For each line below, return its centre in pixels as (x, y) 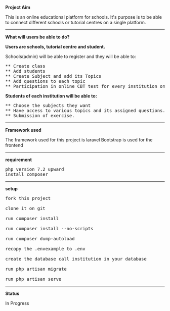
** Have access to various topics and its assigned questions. (85, 111)
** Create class (25, 66)
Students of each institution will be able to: (51, 96)
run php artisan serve (33, 279)
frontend (14, 145)
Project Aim (18, 7)
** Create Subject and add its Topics (53, 76)
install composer (27, 174)
